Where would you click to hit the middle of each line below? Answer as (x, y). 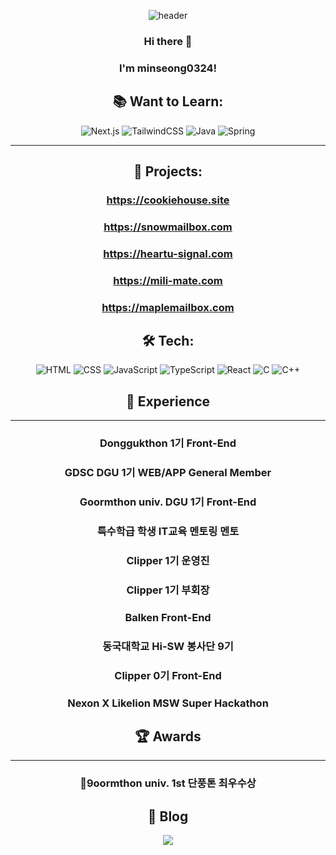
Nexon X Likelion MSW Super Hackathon (168, 703)
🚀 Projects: (168, 171)
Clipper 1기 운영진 (168, 560)
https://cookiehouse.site (168, 200)
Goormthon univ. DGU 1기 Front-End (168, 502)
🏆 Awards (168, 736)
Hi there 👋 (168, 41)
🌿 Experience (168, 401)
